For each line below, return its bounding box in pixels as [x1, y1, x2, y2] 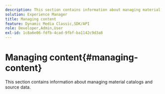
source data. [5, 84, 31, 90]
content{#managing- [49, 52, 138, 63]
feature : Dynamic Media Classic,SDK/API [5, 21, 90, 26]
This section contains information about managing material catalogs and [5, 79, 153, 85]
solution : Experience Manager [5, 12, 68, 17]
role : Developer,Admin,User [5, 26, 63, 31]
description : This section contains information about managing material [5, 7, 161, 12]
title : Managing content [5, 16, 56, 21]
